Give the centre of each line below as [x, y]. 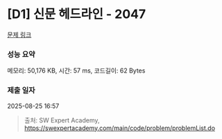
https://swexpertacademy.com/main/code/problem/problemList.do [120, 128]
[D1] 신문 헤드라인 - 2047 [77, 14]
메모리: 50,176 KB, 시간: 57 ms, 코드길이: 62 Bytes [76, 71]
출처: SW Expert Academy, [62, 120]
